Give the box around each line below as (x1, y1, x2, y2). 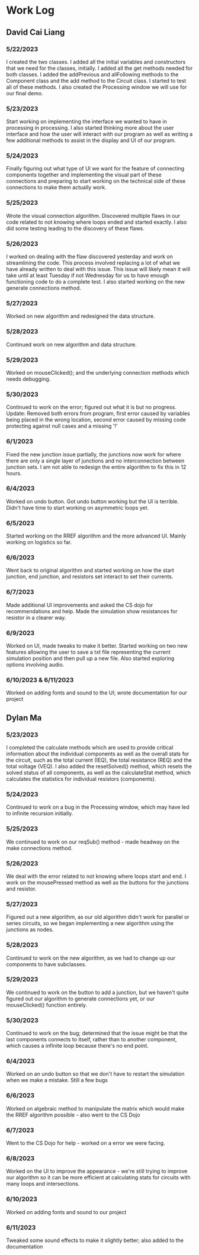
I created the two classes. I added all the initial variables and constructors (6, 58, 186, 65)
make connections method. (6, 844, 73, 851)
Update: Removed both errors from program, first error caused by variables (6, 410, 191, 417)
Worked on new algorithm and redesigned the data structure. (6, 313, 155, 320)
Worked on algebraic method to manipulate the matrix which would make (6, 1105, 185, 1112)
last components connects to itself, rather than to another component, (6, 1036, 177, 1043)
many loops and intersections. (6, 1180, 80, 1188)
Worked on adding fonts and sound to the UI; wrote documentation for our (6, 689, 188, 696)
